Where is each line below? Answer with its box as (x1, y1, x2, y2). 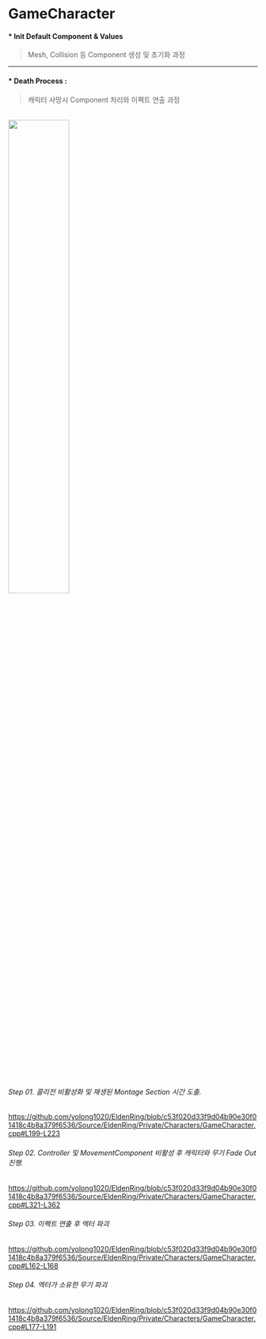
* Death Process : (8, 76, 67, 86)
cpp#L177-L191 (8, 1322, 57, 1331)
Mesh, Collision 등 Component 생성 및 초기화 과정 (27, 50, 186, 59)
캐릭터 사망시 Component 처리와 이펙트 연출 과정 (27, 94, 180, 104)
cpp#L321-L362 (8, 1199, 61, 1210)
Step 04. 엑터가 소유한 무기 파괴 (8, 1280, 108, 1290)
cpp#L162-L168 (8, 1260, 59, 1270)
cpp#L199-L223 (8, 1129, 61, 1138)
